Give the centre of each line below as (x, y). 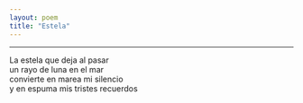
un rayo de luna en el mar (57, 69)
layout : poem (34, 17)
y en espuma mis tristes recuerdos (73, 88)
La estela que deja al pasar (60, 60)
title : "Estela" (40, 26)
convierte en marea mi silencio (66, 79)
